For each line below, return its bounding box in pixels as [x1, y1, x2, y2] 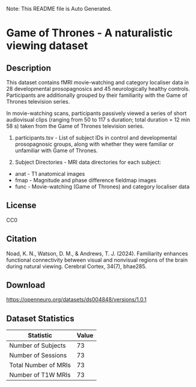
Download [6, 280, 45, 291]
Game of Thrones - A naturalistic [6, 26, 173, 40]
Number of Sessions [9, 351, 67, 360]
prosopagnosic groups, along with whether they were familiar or [14, 141, 174, 147]
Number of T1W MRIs [9, 371, 71, 379]
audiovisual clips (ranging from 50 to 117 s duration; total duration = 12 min [6, 116, 191, 123]
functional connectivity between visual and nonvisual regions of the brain [6, 256, 188, 264]
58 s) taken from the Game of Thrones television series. [6, 123, 144, 129]
